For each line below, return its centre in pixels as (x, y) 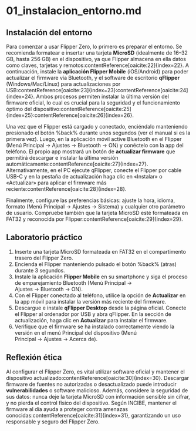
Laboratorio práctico (44, 238)
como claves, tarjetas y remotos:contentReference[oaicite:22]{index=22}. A (98, 65)
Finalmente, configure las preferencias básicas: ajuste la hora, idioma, (91, 200)
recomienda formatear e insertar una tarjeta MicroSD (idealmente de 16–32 (97, 53)
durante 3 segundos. (40, 270)
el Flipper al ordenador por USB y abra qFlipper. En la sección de (93, 314)
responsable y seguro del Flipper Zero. (53, 422)
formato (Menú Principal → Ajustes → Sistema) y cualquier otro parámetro (96, 206)
